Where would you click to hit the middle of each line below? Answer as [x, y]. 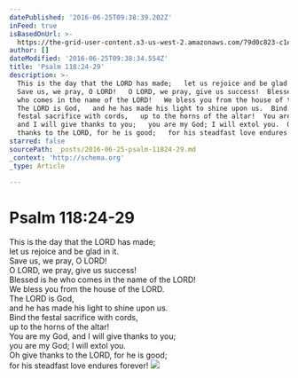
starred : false [37, 141]
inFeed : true [33, 26]
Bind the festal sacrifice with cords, [74, 318]
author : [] [29, 51]
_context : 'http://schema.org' [67, 157]
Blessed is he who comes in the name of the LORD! [103, 280]
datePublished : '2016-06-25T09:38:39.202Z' [91, 17]
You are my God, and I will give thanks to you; [93, 336]
